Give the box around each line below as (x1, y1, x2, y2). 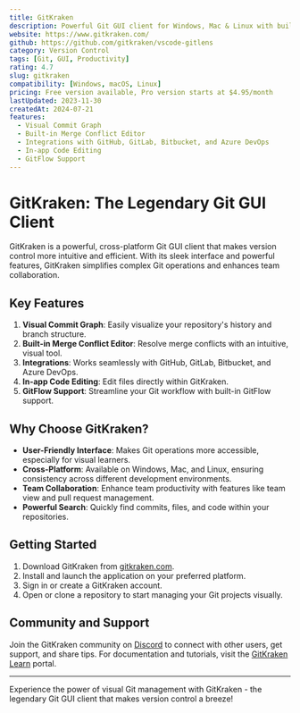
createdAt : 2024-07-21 (9, 105, 94, 113)
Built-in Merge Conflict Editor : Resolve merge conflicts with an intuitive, (21, 339, 288, 349)
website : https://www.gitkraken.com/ (9, 29, 150, 38)
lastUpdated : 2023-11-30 (9, 96, 102, 105)
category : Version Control (9, 46, 110, 55)
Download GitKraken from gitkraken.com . (21, 560, 175, 572)
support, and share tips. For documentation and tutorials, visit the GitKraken (9, 649, 288, 659)
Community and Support (9, 616, 150, 631)
